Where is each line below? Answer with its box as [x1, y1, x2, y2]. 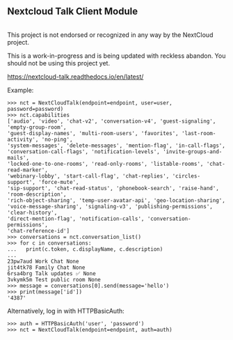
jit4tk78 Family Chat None [7, 264, 86, 271]
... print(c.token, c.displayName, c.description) [7, 246, 163, 253]
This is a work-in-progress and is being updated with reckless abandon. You [7, 52, 226, 60]
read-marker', [7, 167, 49, 173]
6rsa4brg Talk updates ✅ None [7, 270, 96, 277]
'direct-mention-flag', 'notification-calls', [7, 215, 145, 222]
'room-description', [7, 191, 67, 198]
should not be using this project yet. [7, 59, 110, 67]
